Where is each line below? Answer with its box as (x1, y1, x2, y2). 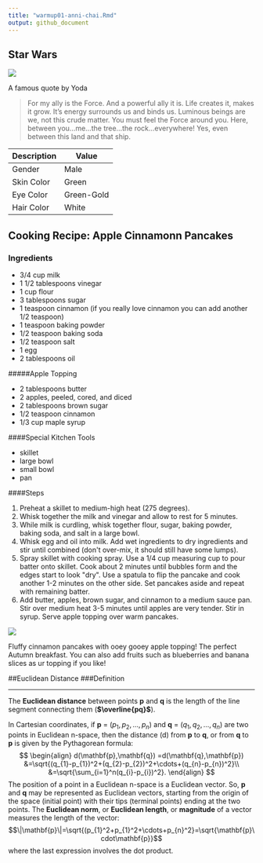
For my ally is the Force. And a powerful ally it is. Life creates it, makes (27, 99, 254, 108)
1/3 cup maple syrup (19, 418, 86, 426)
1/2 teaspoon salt (19, 337, 76, 346)
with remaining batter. (19, 587, 90, 596)
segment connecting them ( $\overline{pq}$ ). (8, 704, 156, 714)
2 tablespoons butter (19, 384, 88, 393)
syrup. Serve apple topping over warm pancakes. (19, 612, 179, 621)
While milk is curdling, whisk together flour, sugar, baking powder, (19, 520, 232, 529)
